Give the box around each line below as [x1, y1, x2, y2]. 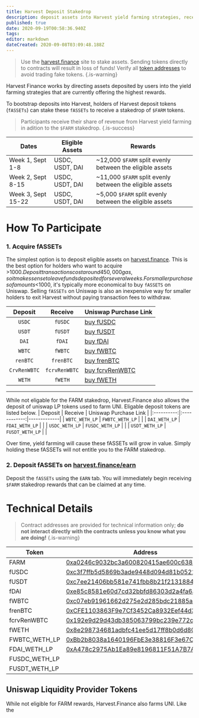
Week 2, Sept [9, 173, 47, 181]
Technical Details [6, 502, 93, 515]
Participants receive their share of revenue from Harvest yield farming [20, 118, 192, 125]
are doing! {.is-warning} [20, 534, 80, 541]
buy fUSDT [84, 327, 115, 336]
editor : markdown [6, 36, 49, 42]
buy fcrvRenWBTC [84, 366, 136, 374]
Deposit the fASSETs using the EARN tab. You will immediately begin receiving [6, 474, 192, 481]
